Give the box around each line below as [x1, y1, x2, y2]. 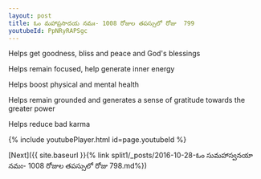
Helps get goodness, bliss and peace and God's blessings [8, 49, 201, 59]
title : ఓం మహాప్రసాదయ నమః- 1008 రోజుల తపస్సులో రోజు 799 [8, 19, 195, 27]
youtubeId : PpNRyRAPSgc [8, 26, 88, 35]
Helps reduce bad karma [8, 120, 91, 129]
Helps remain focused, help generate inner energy [8, 64, 175, 74]
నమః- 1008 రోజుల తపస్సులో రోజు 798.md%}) [8, 161, 147, 171]
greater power [8, 104, 55, 113]
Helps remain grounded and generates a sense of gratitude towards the [8, 96, 246, 105]
